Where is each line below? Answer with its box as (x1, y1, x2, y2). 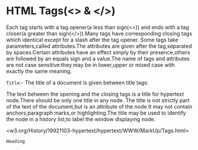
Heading (6, 138, 25, 144)
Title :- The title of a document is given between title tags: (6, 79, 149, 86)
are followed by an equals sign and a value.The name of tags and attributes (6, 55, 190, 62)
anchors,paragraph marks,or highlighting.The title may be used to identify (6, 109, 186, 116)
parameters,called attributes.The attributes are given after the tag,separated (6, 43, 192, 50)
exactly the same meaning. (6, 67, 72, 74)
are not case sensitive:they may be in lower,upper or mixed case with (6, 61, 175, 69)
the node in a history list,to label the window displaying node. (6, 115, 156, 122)
